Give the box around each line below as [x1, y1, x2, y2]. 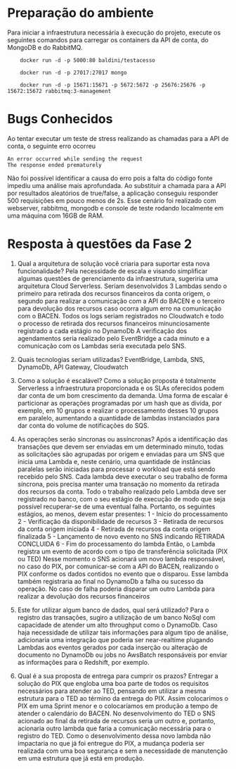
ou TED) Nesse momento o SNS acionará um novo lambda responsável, [17, 554, 225, 563]
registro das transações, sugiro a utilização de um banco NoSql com [17, 613, 216, 621]
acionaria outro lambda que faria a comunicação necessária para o [17, 724, 212, 732]
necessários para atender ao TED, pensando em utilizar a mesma [17, 687, 206, 695]
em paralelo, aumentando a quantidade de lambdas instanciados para [17, 413, 220, 422]
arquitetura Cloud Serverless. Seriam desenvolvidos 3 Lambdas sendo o [17, 282, 227, 290]
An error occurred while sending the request [7, 155, 143, 163]
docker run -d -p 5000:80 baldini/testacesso [20, 56, 156, 64]
